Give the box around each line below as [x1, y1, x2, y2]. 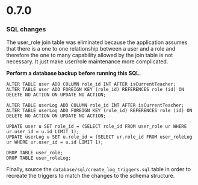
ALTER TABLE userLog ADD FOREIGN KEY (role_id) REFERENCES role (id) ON [6, 108, 193, 114]
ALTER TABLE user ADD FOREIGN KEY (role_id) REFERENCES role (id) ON [6, 87, 185, 93]
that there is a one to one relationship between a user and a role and [6, 45, 176, 52]
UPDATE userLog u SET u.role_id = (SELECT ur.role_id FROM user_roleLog [6, 134, 193, 140]
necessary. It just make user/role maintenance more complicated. [6, 58, 169, 65]
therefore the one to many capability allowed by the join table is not [6, 52, 173, 59]
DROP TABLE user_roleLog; [6, 155, 71, 161]
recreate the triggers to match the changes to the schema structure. [6, 172, 175, 180]
